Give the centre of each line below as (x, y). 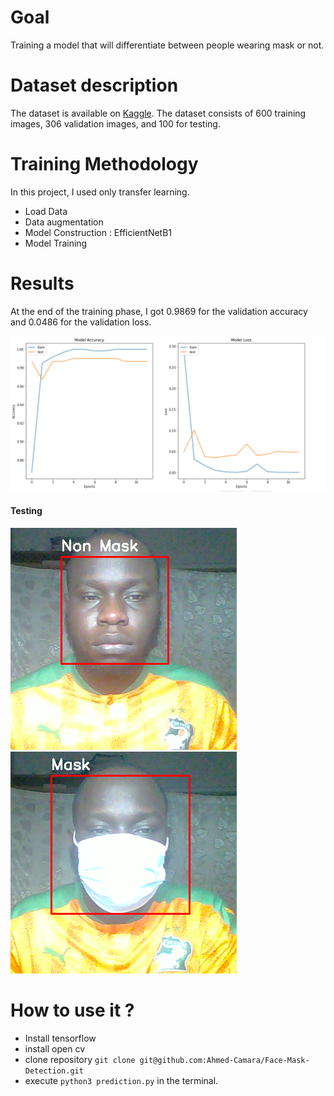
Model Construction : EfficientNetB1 (98, 232)
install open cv (55, 1048)
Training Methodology (104, 164)
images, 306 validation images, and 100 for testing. (115, 123)
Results (42, 283)
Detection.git (54, 1071)
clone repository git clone (80, 1059)
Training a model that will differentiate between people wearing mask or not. (167, 45)
